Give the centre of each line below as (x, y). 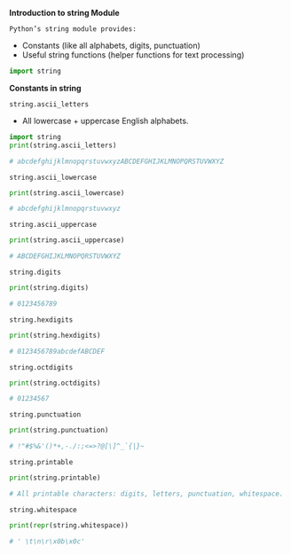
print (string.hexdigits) (55, 335)
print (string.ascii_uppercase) (67, 240)
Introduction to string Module (64, 13)
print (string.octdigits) (55, 383)
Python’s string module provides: (73, 29)
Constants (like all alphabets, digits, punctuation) (111, 45)
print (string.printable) (55, 478)
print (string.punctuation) (59, 430)
